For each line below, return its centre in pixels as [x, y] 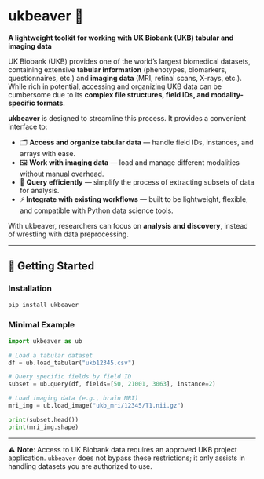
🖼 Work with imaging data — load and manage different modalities [129, 162]
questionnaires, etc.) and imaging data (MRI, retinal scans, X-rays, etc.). [125, 78]
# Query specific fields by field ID [70, 377]
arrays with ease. [48, 153]
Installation [30, 288]
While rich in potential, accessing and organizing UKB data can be [115, 86]
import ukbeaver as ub [45, 341]
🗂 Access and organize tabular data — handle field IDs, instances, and [136, 142]
